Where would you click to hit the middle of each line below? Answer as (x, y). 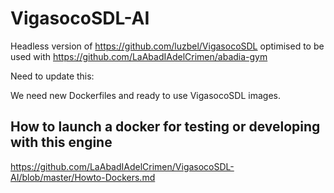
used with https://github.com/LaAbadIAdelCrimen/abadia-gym (139, 56)
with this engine (61, 142)
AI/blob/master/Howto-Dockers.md (83, 177)
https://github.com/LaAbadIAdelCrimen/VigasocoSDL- (122, 166)
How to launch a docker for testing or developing (165, 127)
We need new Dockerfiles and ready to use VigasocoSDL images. (145, 95)
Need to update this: (52, 76)
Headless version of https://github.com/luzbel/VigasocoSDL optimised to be (167, 46)
